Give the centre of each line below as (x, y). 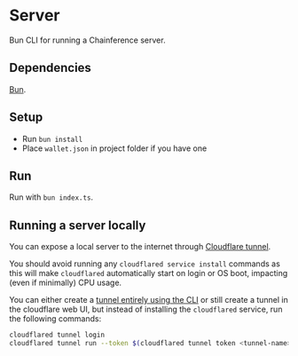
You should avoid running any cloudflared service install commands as (145, 264)
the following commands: (55, 319)
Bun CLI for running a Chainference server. (87, 40)
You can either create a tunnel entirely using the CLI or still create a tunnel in (149, 300)
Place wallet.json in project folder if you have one (114, 148)
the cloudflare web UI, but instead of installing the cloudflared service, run (146, 309)
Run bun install (52, 138)
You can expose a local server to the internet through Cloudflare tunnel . (140, 247)
